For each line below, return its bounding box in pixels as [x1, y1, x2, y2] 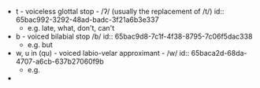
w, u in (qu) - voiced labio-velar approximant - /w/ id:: [15, 49, 190, 57]
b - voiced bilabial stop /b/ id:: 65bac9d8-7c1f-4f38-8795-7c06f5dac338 [15, 31, 253, 41]
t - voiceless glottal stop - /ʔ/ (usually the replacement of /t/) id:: [15, 7, 225, 16]
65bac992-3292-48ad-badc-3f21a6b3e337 [15, 15, 159, 24]
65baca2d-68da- [191, 49, 247, 57]
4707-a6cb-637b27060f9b [15, 57, 104, 66]
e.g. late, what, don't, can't [27, 24, 115, 32]
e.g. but [27, 40, 53, 49]
